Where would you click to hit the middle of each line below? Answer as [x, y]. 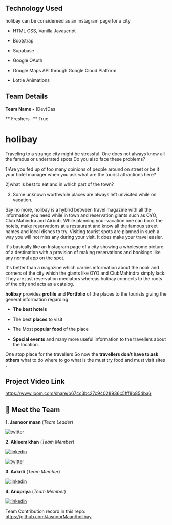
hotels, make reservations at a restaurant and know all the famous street [81, 226]
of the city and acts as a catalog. [40, 284]
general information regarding [37, 299]
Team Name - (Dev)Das [30, 109]
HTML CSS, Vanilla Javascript [44, 31]
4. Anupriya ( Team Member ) [36, 492]
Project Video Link [35, 381]
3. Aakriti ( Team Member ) [33, 472]
